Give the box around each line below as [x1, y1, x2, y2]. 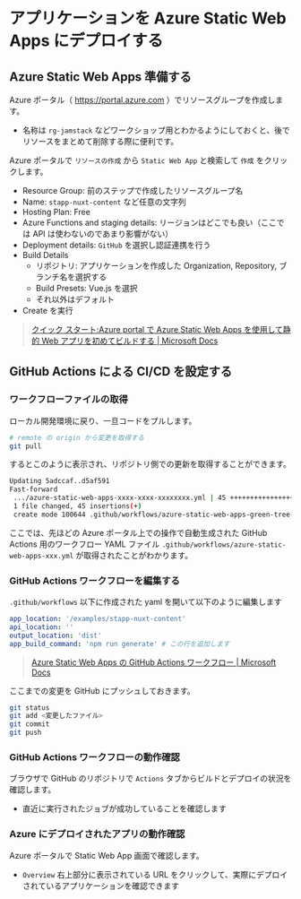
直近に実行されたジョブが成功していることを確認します [21, 803, 227, 814]
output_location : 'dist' [9, 631, 102, 640]
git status [9, 703, 50, 713]
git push [9, 728, 42, 738]
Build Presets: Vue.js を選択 [35, 283, 138, 293]
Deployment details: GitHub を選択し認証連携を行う [21, 239, 211, 250]
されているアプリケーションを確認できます [21, 880, 180, 891]
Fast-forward [9, 485, 58, 494]
